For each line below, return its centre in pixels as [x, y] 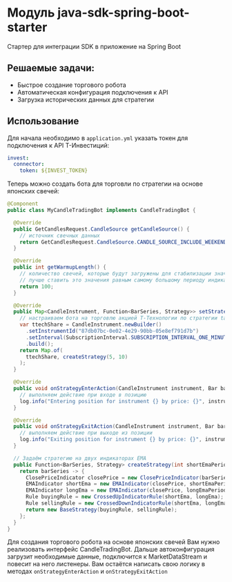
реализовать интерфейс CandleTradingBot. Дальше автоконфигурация [111, 550]
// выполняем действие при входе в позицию [83, 395]
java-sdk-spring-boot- [124, 13]
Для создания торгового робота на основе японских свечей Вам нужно [114, 542]
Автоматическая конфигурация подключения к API [93, 92]
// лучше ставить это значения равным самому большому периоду [113, 280]
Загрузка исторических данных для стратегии [86, 99]
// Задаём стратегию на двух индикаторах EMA [80, 458]
